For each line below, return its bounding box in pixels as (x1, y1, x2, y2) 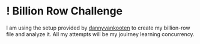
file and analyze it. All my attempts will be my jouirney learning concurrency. (6, 30, 195, 37)
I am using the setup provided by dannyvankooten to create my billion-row (6, 24, 190, 31)
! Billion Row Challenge (6, 4, 123, 18)
